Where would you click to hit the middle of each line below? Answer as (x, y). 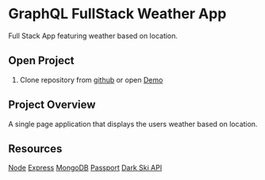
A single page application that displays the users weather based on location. (133, 124)
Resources (35, 149)
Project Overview (52, 105)
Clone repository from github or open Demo (91, 79)
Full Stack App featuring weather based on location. (93, 36)
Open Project (41, 61)
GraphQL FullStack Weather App (117, 14)
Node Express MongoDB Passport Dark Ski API (85, 168)
